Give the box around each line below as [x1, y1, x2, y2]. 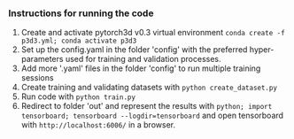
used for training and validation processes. [65, 54, 222, 65]
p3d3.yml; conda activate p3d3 [20, 36, 137, 46]
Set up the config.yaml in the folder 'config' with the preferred [20, 44, 248, 55]
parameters [20, 54, 64, 65]
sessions [20, 73, 54, 83]
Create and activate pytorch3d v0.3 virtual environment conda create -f [20, 27, 285, 38]
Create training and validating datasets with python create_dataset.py [20, 82, 278, 93]
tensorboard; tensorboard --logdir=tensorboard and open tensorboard [20, 110, 284, 121]
